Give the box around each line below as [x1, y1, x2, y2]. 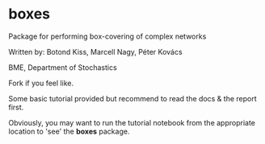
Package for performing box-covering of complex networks [8, 31, 207, 41]
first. [8, 102, 24, 112]
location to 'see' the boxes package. [8, 126, 130, 136]
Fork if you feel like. [8, 78, 74, 88]
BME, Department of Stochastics [8, 62, 117, 72]
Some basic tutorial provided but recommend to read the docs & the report [8, 93, 257, 103]
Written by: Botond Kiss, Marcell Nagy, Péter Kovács [8, 47, 183, 56]
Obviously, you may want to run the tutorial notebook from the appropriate [8, 117, 256, 127]
